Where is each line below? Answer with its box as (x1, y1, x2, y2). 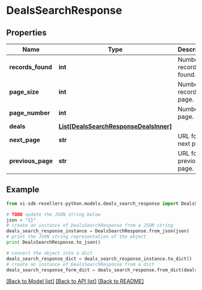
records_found (9, 63, 52, 71)
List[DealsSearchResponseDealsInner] (58, 122, 173, 130)
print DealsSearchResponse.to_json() (6, 240, 101, 246)
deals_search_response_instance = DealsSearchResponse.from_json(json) (6, 228, 189, 234)
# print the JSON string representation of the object (6, 234, 147, 240)
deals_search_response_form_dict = (6, 267, 96, 273)
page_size (9, 88, 39, 96)
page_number (9, 109, 50, 117)
